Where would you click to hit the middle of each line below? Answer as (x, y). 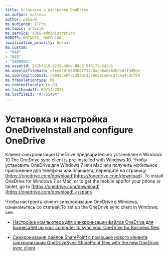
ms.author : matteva (26, 15)
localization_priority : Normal (38, 43)
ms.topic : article (24, 29)
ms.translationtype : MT (30, 80)
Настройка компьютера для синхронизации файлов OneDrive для (83, 222)
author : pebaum (21, 19)
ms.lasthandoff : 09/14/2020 (35, 89)
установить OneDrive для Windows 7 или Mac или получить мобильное (81, 165)
